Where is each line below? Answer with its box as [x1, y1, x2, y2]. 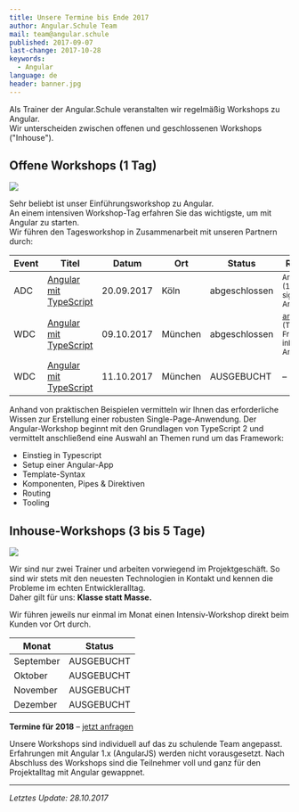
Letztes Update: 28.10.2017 [9, 792, 109, 803]
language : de [9, 71, 58, 80]
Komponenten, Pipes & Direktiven [21, 479, 145, 489]
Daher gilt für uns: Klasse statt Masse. [9, 592, 153, 603]
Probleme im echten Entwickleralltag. [9, 583, 146, 594]
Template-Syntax [21, 469, 86, 480]
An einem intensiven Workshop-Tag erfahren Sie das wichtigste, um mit [9, 208, 272, 218]
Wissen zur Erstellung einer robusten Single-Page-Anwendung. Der [9, 414, 257, 424]
